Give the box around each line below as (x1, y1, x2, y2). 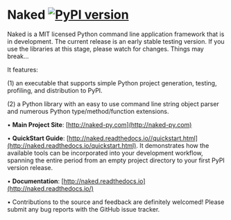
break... (7, 52, 29, 60)
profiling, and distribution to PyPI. (7, 86, 103, 94)
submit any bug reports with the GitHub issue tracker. (7, 205, 160, 213)
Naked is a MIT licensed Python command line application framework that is (7, 30, 225, 38)
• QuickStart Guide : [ (7, 134, 69, 142)
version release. (7, 163, 53, 171)
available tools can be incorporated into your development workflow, (7, 149, 203, 157)
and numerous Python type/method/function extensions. (7, 107, 169, 115)
